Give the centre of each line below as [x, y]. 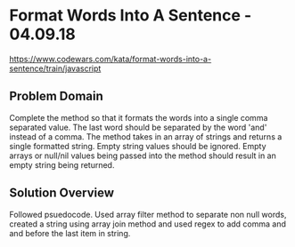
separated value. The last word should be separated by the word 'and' [138, 127]
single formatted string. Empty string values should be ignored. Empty [138, 146]
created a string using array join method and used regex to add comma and [148, 224]
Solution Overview [61, 193]
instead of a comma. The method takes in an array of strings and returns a [146, 136]
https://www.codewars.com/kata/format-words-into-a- [111, 59]
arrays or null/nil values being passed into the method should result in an [143, 155]
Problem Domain [57, 96]
